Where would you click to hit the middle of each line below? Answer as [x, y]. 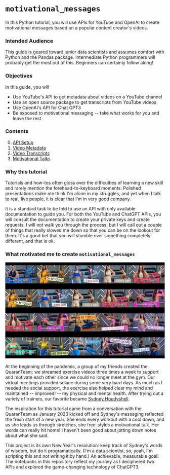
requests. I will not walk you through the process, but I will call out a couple [83, 225]
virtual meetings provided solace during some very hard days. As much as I [84, 382]
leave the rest [27, 118]
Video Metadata [29, 148]
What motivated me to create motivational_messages [70, 254]
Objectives [19, 76]
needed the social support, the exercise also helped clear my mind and [79, 388]
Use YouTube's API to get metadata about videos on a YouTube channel [87, 97]
